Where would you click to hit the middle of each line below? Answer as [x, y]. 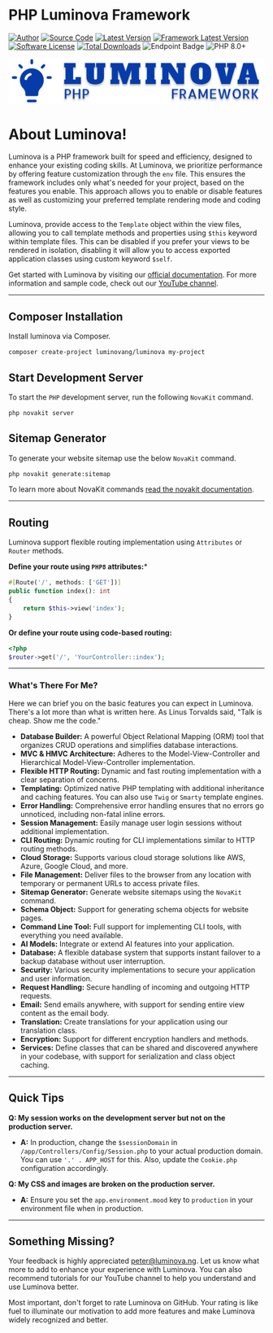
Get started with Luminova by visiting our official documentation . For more [133, 275]
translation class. [49, 1030]
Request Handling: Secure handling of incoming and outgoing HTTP [135, 987]
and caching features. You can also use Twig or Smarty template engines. [142, 797]
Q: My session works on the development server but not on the [117, 1117]
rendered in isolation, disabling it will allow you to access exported [119, 251]
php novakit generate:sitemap [60, 474]
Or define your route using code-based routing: [90, 632]
